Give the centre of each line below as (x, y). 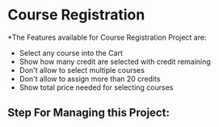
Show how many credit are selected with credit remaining (115, 61)
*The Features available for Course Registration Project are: (107, 37)
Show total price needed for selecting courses (96, 87)
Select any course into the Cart (71, 53)
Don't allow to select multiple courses (82, 70)
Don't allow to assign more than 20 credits (90, 78)
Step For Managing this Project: (89, 113)
